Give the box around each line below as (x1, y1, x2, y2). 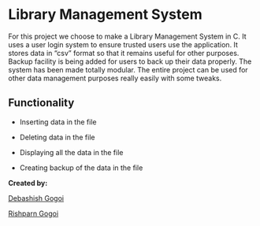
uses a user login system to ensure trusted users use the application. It (8, 39, 239, 49)
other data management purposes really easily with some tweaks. (8, 73, 222, 83)
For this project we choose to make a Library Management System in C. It (8, 31, 247, 41)
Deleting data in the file (19, 132, 95, 142)
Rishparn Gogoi (8, 209, 59, 218)
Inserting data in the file (19, 117, 97, 127)
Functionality (8, 96, 75, 109)
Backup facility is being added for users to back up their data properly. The (8, 57, 252, 66)
